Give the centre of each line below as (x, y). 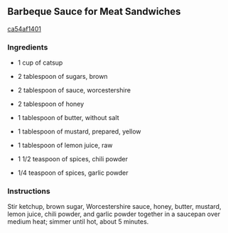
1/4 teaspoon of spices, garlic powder (73, 173)
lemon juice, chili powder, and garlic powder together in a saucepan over (114, 214)
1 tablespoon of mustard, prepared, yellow (79, 131)
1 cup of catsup (40, 63)
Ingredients (28, 47)
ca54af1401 (24, 28)
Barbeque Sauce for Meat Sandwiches (94, 12)
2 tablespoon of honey (51, 104)
